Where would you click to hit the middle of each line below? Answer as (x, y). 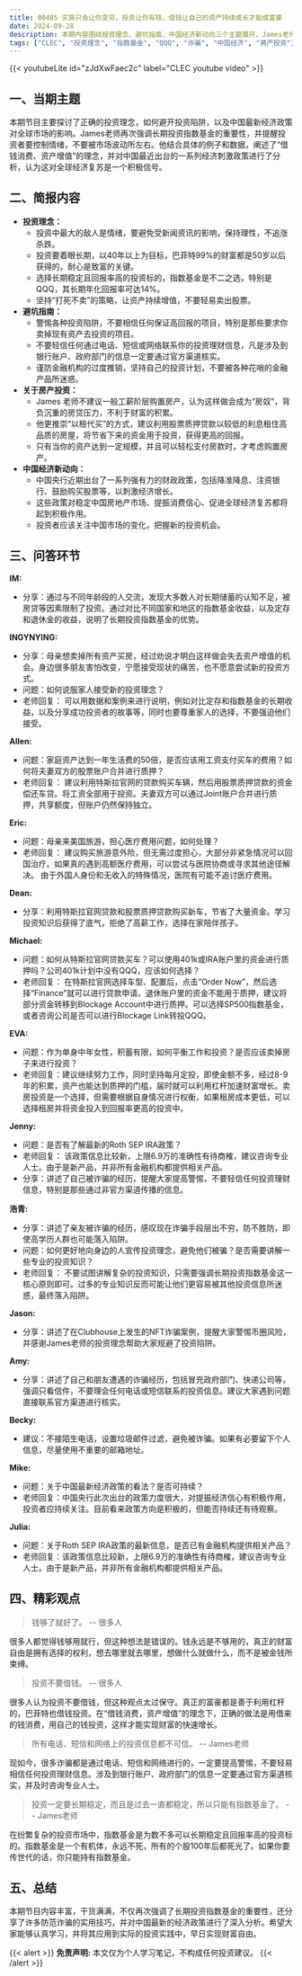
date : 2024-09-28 (42, 26)
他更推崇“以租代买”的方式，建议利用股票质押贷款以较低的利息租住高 (161, 423)
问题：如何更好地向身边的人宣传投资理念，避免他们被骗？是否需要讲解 (152, 1250)
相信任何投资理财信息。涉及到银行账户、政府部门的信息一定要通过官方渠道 (147, 1774)
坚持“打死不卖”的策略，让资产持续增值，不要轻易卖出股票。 (146, 300)
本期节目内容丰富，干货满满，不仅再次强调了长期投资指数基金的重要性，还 (147, 1911)
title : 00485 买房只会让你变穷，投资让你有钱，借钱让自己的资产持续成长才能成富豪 (146, 18)
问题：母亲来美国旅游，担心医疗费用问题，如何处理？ (121, 841)
